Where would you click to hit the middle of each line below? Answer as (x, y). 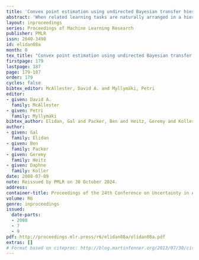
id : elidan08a (24, 45)
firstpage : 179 (25, 61)
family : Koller (30, 171)
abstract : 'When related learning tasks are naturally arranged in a (94, 17)
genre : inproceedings (33, 204)
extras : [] (20, 242)
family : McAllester (36, 105)
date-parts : (26, 215)
